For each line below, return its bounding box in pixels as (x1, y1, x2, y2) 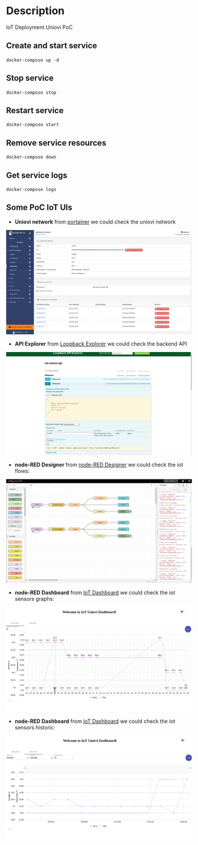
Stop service (6, 73, 54, 83)
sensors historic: (14, 724, 55, 731)
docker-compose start (6, 122, 60, 128)
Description (6, 4, 65, 18)
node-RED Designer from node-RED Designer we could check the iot (14, 461, 184, 468)
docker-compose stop (6, 90, 57, 96)
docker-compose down (6, 154, 57, 160)
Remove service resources (6, 137, 107, 148)
